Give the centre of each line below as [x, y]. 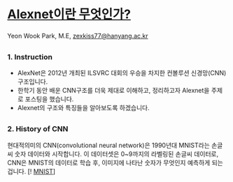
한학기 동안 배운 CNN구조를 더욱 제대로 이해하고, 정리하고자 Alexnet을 [113, 90]
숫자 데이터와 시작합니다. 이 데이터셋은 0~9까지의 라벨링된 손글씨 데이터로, [116, 153]
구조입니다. [33, 82]
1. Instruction [30, 56]
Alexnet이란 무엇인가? [69, 14]
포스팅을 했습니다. [49, 99]
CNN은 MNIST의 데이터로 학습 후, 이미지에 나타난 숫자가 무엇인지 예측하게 [109, 162]
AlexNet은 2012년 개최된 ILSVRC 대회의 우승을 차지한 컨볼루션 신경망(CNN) [122, 73]
